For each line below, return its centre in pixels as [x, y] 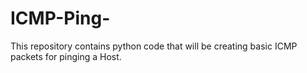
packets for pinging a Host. [66, 56]
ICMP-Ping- [60, 18]
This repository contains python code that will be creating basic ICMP [154, 46]
